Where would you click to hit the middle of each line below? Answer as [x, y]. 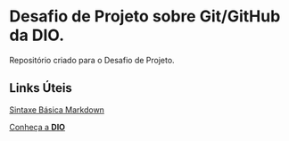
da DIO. [37, 35]
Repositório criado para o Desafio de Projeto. [92, 60]
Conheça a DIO [37, 127]
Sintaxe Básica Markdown [57, 110]
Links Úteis [41, 88]
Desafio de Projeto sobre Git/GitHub [145, 17]
